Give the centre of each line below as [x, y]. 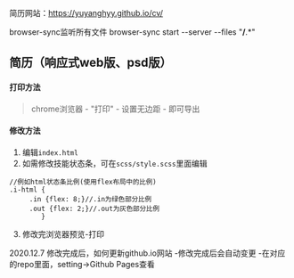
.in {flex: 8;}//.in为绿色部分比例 [90, 199]
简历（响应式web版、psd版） [90, 63]
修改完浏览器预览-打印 [63, 233]
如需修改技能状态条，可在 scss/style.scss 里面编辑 [114, 163]
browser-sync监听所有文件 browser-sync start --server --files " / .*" [132, 32]
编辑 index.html [50, 152]
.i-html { [28, 190]
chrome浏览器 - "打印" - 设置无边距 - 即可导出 [115, 109]
